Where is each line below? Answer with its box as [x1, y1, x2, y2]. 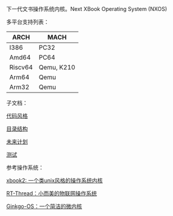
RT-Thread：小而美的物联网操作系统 [6, 190, 97, 197]
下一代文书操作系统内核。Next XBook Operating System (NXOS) [6, 5, 168, 12]
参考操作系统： [6, 164, 44, 171]
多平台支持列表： [6, 18, 49, 26]
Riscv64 [9, 63, 34, 71]
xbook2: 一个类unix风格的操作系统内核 [6, 177, 103, 184]
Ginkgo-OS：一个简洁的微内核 [6, 203, 82, 210]
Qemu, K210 [38, 63, 76, 71]
